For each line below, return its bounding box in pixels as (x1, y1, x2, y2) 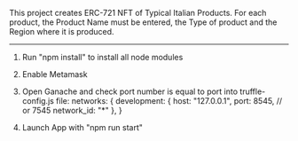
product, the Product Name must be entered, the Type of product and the (9, 17, 278, 27)
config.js (21, 96, 55, 106)
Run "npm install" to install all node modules (21, 52, 184, 62)
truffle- (239, 86, 266, 97)
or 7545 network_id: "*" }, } (21, 106, 122, 115)
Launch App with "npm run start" (21, 122, 144, 132)
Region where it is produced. (9, 27, 114, 36)
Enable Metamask (21, 69, 88, 79)
